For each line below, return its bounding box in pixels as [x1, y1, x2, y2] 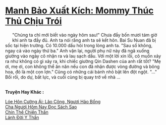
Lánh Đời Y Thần [5, 114, 40, 120]
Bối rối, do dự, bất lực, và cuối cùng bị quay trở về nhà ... [5, 74, 120, 80]
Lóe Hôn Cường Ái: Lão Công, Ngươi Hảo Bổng [5, 98, 101, 104]
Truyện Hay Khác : [5, 89, 44, 95]
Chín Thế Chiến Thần [5, 109, 49, 115]
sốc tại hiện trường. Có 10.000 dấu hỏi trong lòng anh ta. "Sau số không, [5, 42, 153, 48]
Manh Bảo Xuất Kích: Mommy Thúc [5, 5, 154, 16]
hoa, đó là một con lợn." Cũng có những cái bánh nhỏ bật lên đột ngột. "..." [5, 68, 157, 74]
